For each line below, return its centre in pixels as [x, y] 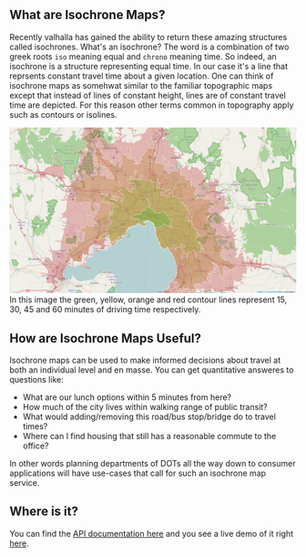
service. [25, 483]
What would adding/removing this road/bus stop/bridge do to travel [149, 417]
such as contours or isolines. [63, 114]
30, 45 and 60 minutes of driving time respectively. [105, 310]
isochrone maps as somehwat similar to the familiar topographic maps [141, 85]
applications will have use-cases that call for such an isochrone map [138, 473]
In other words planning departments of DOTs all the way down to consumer [153, 464]
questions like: [36, 380]
